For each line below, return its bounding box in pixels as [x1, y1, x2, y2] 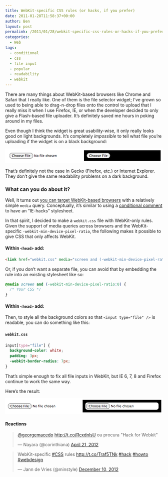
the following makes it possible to [92, 228, 161, 234]
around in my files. [5, 118, 43, 124]
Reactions [5, 421, 26, 427]
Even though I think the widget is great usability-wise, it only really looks [5, 128, 154, 134]
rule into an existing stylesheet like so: [5, 271, 84, 277]
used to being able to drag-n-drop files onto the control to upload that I [5, 102, 151, 108]
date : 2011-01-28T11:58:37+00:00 [5, 13, 75, 19]
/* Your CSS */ [9, 287, 41, 292]
